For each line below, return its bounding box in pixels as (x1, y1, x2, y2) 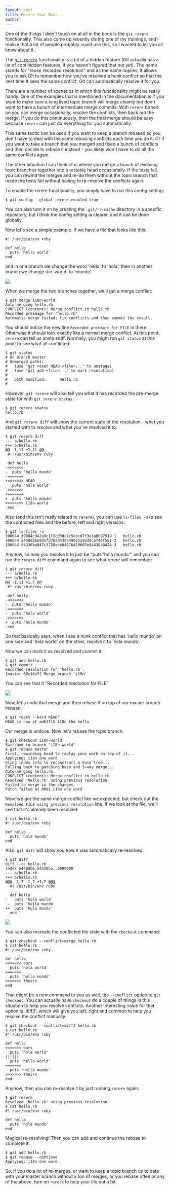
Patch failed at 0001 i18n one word (5, 787, 82, 792)
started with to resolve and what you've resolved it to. (5, 424, 117, 430)
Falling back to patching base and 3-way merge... (5, 765, 114, 770)
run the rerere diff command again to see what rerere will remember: (5, 557, 153, 563)
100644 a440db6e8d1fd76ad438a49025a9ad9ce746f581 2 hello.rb (5, 538, 142, 543)
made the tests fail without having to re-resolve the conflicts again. (5, 178, 145, 184)
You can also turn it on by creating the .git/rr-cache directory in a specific (5, 206, 162, 212)
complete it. (5, 1140, 30, 1146)
